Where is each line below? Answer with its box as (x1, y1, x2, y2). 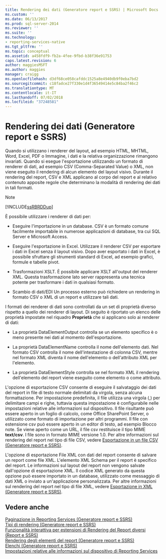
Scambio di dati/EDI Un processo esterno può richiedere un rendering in (12, 289, 160, 295)
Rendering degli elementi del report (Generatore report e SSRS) (5, 537, 135, 543)
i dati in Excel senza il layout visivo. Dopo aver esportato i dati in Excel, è (12, 248, 161, 254)
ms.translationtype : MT (5, 85, 55, 91)
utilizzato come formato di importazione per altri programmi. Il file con (5, 416, 148, 422)
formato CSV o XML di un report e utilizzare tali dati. (12, 294, 119, 300)
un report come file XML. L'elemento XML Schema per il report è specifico (5, 457, 157, 463)
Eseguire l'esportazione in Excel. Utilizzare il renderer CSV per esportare (12, 244, 161, 249)
